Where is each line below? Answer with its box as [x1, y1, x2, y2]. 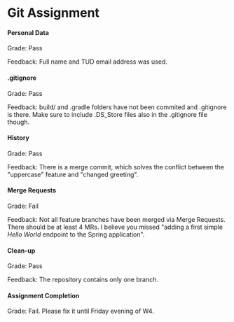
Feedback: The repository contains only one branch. [7, 275, 159, 284]
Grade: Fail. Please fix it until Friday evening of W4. [7, 307, 154, 316]
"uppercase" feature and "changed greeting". [7, 170, 139, 178]
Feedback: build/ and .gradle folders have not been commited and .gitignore [7, 103, 227, 111]
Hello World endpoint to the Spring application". [7, 230, 145, 239]
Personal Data [7, 28, 49, 36]
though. [7, 118, 30, 126]
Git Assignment [7, 5, 100, 21]
